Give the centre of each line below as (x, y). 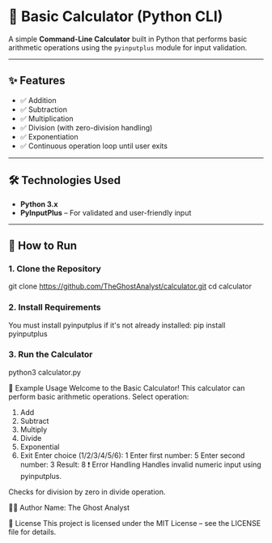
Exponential (40, 447)
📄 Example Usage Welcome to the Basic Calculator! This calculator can (127, 387)
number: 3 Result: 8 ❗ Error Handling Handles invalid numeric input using (140, 464)
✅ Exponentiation (49, 136)
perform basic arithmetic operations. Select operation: (99, 396)
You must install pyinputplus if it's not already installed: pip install (117, 325)
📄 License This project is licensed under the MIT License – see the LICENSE (135, 523)
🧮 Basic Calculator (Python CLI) (116, 17)
